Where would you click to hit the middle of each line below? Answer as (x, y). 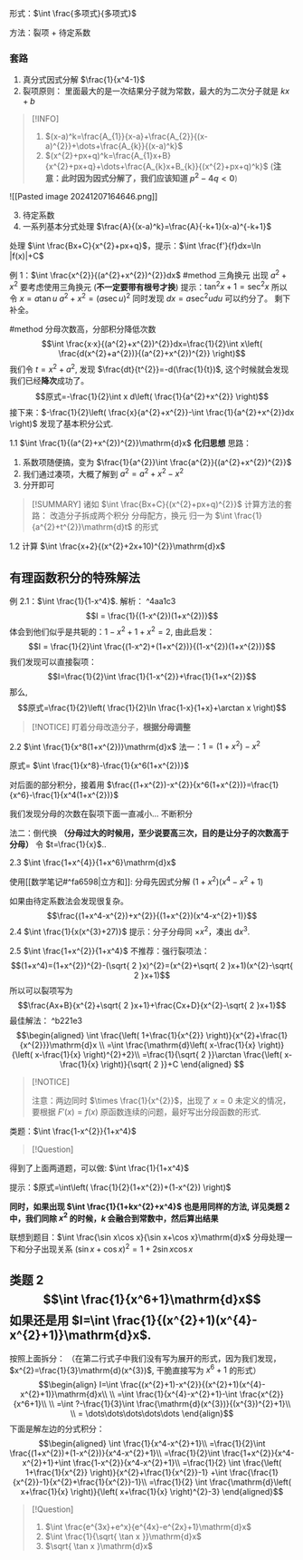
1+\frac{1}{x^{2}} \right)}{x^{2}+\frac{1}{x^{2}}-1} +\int (127, 1473)
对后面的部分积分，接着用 (57, 785)
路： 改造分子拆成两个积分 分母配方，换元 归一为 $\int (132, 516)
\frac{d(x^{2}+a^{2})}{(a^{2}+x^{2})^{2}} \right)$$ (152, 353)
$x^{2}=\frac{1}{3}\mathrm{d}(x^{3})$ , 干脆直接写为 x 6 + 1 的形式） (135, 1370)
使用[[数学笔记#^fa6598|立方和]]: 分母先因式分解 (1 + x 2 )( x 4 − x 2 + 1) (137, 881)
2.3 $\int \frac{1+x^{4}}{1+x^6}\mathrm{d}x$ (93, 863)
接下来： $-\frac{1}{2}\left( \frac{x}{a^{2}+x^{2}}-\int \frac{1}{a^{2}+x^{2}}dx (152, 412)
